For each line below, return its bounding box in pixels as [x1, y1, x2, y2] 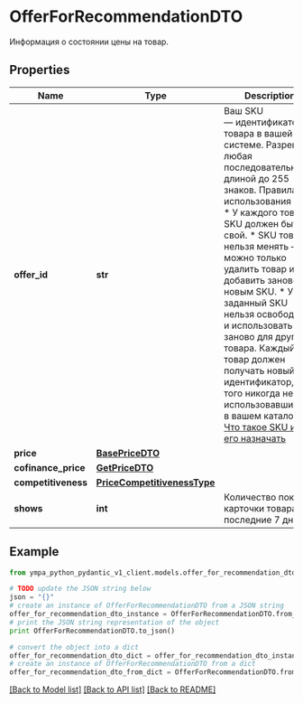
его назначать [224, 432, 287, 445]
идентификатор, [224, 375, 295, 388]
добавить [224, 274, 266, 286]
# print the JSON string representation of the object [9, 617, 220, 627]
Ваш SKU [224, 104, 264, 117]
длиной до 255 [224, 172, 290, 184]
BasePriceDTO [96, 446, 161, 459]
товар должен [224, 352, 286, 365]
